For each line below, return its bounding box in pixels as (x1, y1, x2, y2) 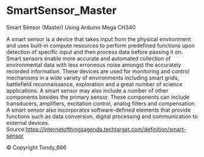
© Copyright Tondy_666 (6, 144, 67, 151)
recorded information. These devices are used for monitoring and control (6, 67, 190, 75)
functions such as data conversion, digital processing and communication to (6, 113, 198, 120)
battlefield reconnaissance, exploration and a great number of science (6, 80, 183, 88)
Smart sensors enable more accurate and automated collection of (6, 55, 171, 62)
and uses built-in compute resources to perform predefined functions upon (6, 42, 195, 49)
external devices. (6, 119, 50, 126)
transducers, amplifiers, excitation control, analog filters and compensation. (6, 99, 196, 107)
